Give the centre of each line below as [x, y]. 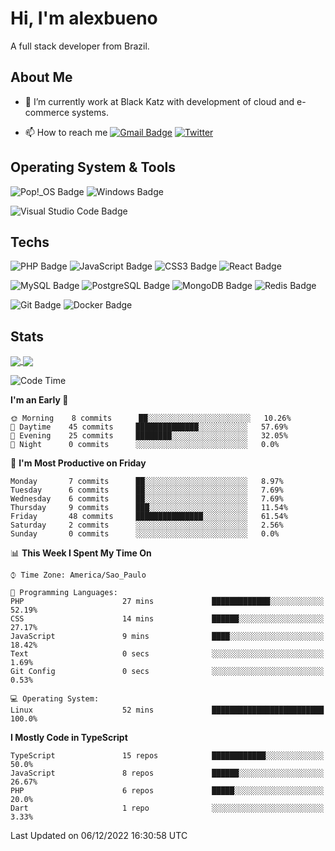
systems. [90, 112]
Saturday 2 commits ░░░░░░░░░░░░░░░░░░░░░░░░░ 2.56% [147, 525]
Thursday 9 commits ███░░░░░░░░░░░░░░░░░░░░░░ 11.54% [149, 508]
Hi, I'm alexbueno [84, 18]
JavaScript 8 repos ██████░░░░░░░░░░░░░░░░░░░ [167, 773]
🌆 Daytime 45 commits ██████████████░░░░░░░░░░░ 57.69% [149, 427]
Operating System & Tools [93, 167]
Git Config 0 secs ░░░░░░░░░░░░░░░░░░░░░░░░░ [167, 672]
